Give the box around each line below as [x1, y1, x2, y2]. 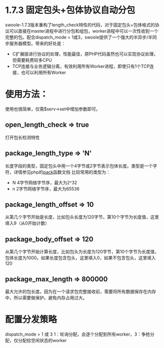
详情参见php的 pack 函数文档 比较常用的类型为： [13, 169, 111, 175]
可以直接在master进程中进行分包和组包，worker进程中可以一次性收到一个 [9, 28, 159, 34]
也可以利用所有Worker [21, 69, 66, 75]
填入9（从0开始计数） [5, 220, 50, 226]
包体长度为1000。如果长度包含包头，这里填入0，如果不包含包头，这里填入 [5, 255, 156, 261]
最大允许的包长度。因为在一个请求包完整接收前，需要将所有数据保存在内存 [5, 288, 156, 295]
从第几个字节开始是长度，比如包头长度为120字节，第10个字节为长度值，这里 [5, 214, 159, 220]
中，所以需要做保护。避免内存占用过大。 [5, 295, 87, 300]
